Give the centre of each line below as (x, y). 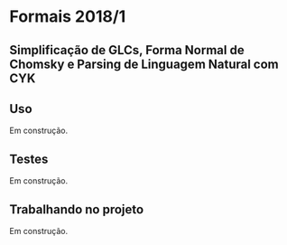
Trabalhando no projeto (77, 209)
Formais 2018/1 (68, 17)
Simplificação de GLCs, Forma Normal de (127, 50)
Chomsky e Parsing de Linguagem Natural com (144, 64)
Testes (29, 159)
